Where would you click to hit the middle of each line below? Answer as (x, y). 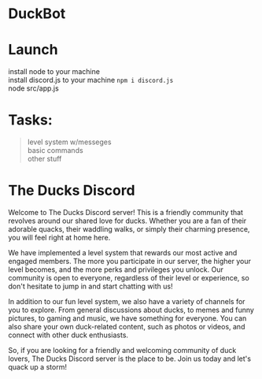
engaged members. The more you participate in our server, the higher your (130, 261)
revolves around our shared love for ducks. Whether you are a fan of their (127, 221)
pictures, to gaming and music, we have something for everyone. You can (127, 318)
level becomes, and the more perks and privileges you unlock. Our (116, 269)
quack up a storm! (37, 367)
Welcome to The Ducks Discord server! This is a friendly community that (126, 212)
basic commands (55, 150)
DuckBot (37, 14)
